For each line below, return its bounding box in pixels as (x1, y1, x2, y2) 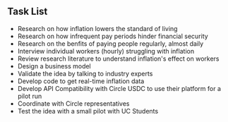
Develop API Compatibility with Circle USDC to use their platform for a (17, 84, 221, 92)
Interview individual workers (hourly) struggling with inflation (17, 47, 195, 55)
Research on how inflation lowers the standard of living (17, 24, 178, 32)
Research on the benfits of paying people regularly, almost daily (17, 39, 204, 48)
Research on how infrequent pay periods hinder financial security (17, 32, 208, 40)
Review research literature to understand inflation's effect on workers (17, 54, 220, 63)
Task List (7, 6, 48, 18)
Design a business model (17, 61, 92, 70)
